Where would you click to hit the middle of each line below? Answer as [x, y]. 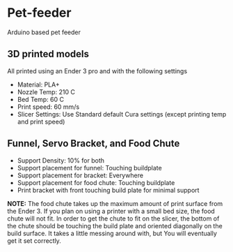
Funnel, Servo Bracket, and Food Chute [94, 143]
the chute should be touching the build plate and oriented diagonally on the [115, 225]
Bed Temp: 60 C [41, 99]
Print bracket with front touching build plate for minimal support [108, 190]
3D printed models [48, 54]
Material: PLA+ [39, 84]
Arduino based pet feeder [44, 32]
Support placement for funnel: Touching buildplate [89, 168]
